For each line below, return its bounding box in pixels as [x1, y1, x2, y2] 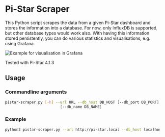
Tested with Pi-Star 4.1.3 [5, 59, 55, 65]
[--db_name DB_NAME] [59, 104, 102, 109]
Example [5, 116, 27, 123]
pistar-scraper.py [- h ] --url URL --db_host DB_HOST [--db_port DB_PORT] [5, 100, 160, 105]
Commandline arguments [5, 88, 67, 95]
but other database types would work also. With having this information [5, 30, 150, 36]
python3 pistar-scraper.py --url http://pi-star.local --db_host [5, 127, 141, 132]
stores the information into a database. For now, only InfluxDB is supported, [5, 25, 158, 30]
